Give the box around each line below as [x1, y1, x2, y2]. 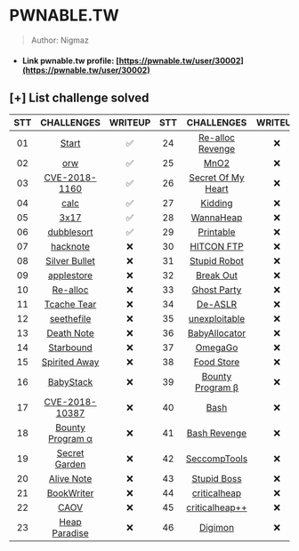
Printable [198, 226, 236, 238]
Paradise [52, 527, 89, 539]
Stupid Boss [190, 473, 242, 485]
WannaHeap [190, 212, 243, 224]
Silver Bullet [45, 255, 96, 268]
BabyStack [47, 376, 93, 388]
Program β [194, 381, 238, 394]
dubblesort [47, 226, 93, 238]
